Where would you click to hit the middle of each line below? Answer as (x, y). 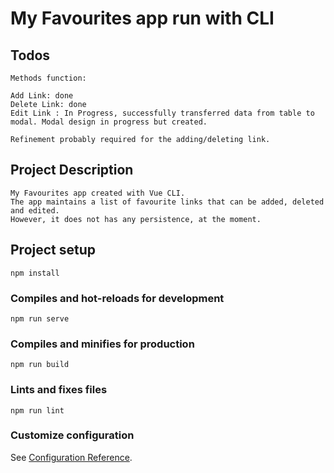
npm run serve (40, 318)
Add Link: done (42, 96)
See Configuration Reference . (71, 457)
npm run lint (37, 410)
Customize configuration (72, 435)
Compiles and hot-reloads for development (117, 298)
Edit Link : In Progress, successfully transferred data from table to (162, 113)
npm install (35, 273)
